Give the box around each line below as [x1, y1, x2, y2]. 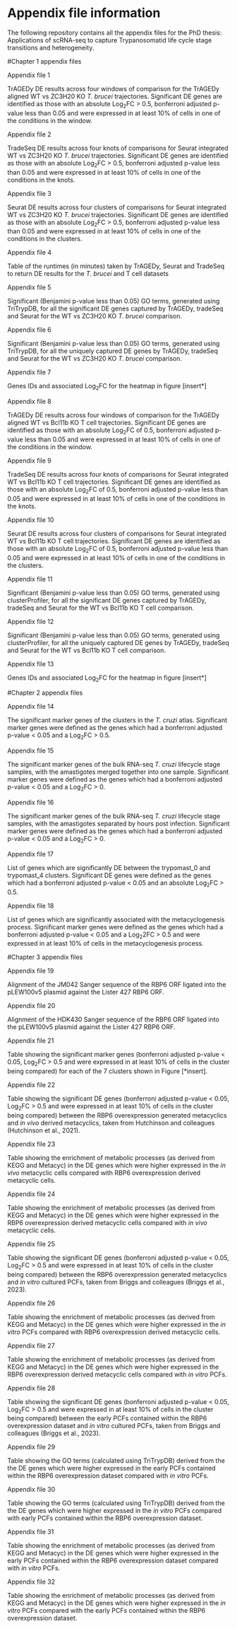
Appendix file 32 [7, 1577, 56, 1586]
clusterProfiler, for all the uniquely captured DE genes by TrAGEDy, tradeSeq [7, 638, 229, 647]
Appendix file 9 [7, 456, 51, 465]
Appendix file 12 [7, 617, 54, 625]
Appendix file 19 [7, 967, 54, 975]
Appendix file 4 [7, 248, 51, 257]
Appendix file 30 [7, 1485, 56, 1494]
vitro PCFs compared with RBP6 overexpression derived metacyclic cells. [7, 1328, 221, 1336]
